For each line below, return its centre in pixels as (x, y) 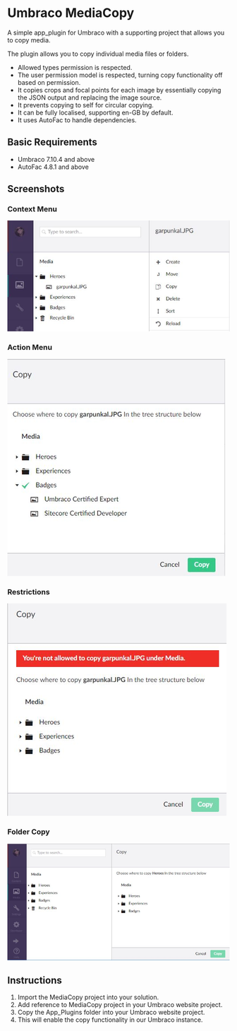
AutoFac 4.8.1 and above (53, 167)
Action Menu (30, 347)
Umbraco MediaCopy (71, 13)
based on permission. (49, 82)
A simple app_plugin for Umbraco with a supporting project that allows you (116, 33)
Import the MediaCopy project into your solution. (88, 997)
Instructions (35, 980)
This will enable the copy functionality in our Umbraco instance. (110, 1020)
